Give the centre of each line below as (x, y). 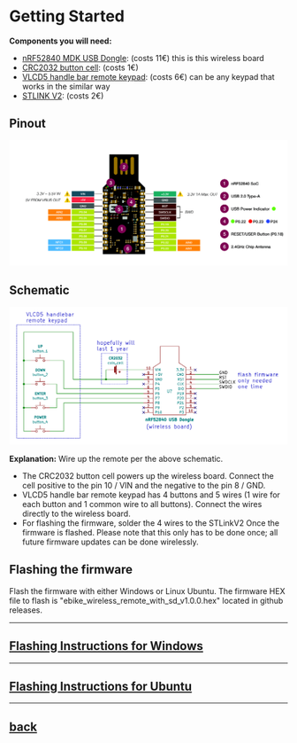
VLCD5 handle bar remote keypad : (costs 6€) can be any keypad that (148, 76)
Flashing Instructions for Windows (106, 646)
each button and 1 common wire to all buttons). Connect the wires (142, 504)
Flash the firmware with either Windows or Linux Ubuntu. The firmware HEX (147, 590)
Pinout (28, 124)
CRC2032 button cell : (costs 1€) (80, 67)
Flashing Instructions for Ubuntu (101, 687)
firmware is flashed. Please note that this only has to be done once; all (150, 533)
